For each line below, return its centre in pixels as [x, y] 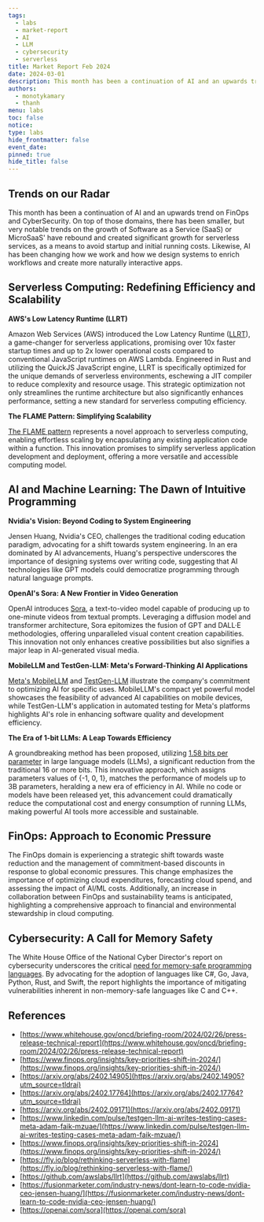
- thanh [28, 103]
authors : [22, 89]
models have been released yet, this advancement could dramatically [121, 795]
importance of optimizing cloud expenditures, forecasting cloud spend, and [130, 880]
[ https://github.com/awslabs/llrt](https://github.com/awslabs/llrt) [124, 1176]
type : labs [26, 132]
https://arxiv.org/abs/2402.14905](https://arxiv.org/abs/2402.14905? [134, 1076]
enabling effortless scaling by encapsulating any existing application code [128, 439]
